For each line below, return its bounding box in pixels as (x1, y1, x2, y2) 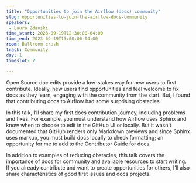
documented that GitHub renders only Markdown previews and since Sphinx (6, 127, 190, 135)
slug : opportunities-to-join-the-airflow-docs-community (6, 14, 148, 20)
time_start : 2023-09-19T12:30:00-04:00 (6, 30, 104, 36)
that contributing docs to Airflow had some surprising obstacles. (6, 97, 161, 104)
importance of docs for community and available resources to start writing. (6, 158, 187, 165)
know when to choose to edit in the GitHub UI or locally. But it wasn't (6, 121, 171, 128)
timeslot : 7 (6, 57, 35, 63)
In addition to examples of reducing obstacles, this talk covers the (6, 151, 165, 158)
